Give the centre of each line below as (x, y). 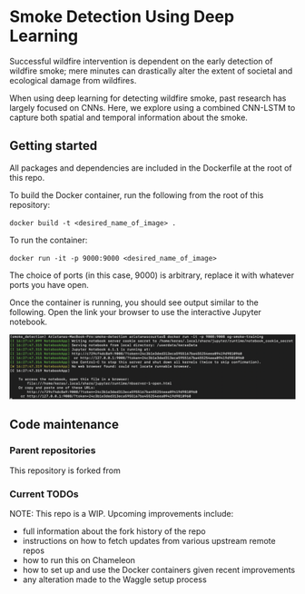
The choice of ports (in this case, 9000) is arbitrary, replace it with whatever (152, 275)
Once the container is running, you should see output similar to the (134, 302)
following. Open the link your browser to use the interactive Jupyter (135, 312)
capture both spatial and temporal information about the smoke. (128, 117)
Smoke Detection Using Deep (122, 17)
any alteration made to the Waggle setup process (114, 579)
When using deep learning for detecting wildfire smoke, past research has (148, 98)
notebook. (29, 322)
